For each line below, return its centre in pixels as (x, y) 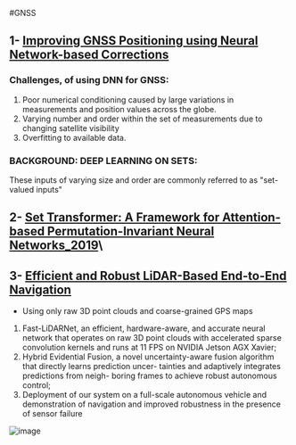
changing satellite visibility (71, 128)
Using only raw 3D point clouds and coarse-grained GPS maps (137, 311)
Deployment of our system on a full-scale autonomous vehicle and (144, 395)
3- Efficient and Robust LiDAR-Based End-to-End (148, 276)
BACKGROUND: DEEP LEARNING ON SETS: (103, 161)
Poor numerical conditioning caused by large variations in (128, 99)
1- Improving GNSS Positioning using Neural (134, 41)
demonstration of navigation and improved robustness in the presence (151, 404)
